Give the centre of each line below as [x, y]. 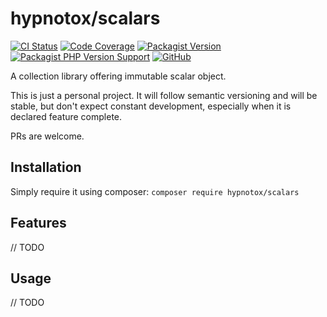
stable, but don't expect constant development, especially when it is [151, 106]
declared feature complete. [66, 116]
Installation [46, 167]
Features [38, 223]
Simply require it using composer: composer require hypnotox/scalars [155, 191]
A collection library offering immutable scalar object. [118, 76]
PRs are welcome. [47, 136]
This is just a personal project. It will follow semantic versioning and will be [164, 95]
